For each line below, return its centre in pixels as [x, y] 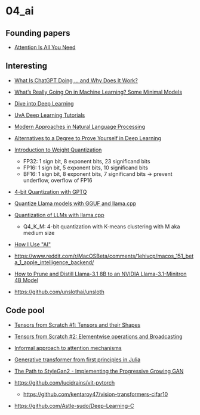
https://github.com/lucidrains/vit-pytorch [64, 382]
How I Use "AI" [33, 244]
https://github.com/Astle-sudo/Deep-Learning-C [74, 405]
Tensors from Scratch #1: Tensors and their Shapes [77, 325]
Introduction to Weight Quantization [58, 150]
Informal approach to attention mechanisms [68, 348]
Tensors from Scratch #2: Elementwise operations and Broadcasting [98, 336]
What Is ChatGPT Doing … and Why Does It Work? [76, 80]
